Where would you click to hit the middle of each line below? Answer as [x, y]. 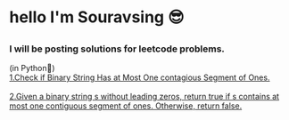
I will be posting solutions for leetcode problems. [117, 49]
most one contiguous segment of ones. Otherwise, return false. [126, 106]
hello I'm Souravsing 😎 [97, 17]
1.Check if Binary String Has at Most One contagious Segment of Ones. [140, 77]
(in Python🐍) [32, 68]
